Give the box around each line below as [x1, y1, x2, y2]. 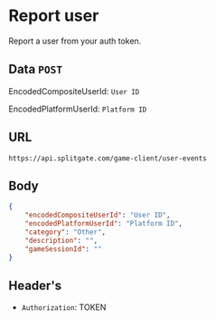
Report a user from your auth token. [8, 35, 142, 46]
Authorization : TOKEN [21, 302, 107, 313]
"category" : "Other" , [24, 228, 106, 237]
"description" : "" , [24, 236, 99, 245]
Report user [8, 5, 99, 26]
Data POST [8, 62, 63, 77]
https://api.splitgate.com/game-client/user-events [8, 153, 207, 163]
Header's [8, 277, 62, 293]
